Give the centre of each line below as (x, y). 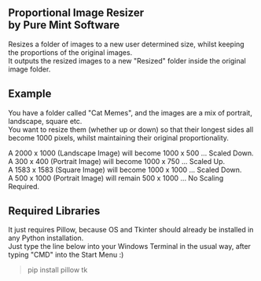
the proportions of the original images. (70, 52)
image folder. (29, 69)
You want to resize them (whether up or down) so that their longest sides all (131, 130)
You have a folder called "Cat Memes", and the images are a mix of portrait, (130, 112)
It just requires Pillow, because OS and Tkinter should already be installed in (131, 230)
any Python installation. (46, 238)
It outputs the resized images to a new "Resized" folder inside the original (127, 60)
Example (30, 94)
